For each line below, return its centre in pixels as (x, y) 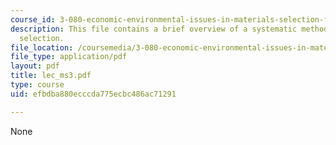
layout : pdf (35, 66)
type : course (37, 85)
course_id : (33, 19)
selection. (42, 38)
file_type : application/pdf (69, 57)
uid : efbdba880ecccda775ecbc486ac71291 (93, 94)
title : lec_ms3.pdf (51, 76)
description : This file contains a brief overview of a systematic (154, 29)
